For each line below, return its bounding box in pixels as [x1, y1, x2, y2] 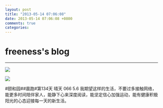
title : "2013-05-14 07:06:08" [5, 12, 66, 17]
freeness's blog [5, 46, 70, 57]
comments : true [5, 20, 36, 26]
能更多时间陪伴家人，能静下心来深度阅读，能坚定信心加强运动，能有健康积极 [5, 92, 158, 98]
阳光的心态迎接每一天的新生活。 [5, 98, 69, 104]
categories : [5, 25, 29, 30]
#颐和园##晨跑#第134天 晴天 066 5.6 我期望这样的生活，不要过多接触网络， [5, 86, 157, 91]
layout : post [5, 7, 32, 12]
